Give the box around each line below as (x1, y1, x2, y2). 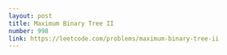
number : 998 (8, 27, 49, 35)
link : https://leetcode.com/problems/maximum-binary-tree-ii (8, 34, 220, 43)
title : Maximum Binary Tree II (8, 19, 114, 27)
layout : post (8, 11, 53, 20)
